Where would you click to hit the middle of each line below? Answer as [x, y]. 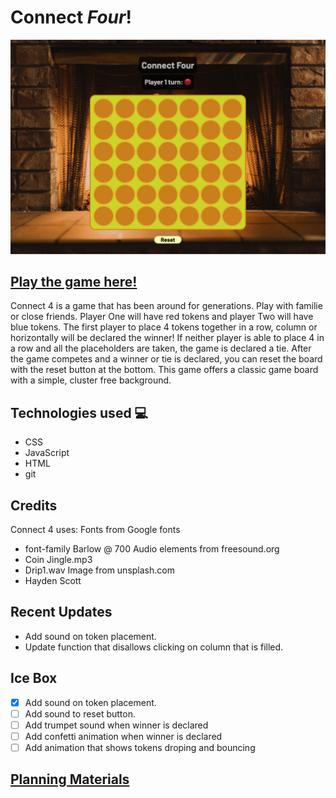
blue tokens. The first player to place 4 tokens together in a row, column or [164, 327]
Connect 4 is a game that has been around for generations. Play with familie [166, 306]
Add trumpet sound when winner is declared [116, 725]
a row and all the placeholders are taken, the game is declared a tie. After [161, 348]
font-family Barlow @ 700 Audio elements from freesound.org [152, 548]
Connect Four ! [71, 17]
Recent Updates [61, 612]
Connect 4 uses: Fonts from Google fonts [95, 529]
